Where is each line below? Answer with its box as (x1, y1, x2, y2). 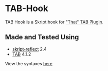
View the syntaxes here (5, 60, 53, 66)
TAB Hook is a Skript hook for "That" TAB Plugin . (5, 19, 104, 25)
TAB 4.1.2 (12, 51, 31, 57)
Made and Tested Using (5, 33, 79, 41)
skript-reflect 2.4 (12, 46, 47, 52)
